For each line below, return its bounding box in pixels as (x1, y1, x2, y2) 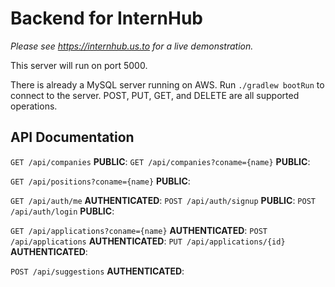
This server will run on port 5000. (10, 59, 148, 71)
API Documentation (10, 129, 135, 146)
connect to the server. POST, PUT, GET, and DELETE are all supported (10, 89, 300, 101)
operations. (10, 100, 58, 112)
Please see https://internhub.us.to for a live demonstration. (10, 40, 254, 52)
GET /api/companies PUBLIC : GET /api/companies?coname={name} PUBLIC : (10, 155, 311, 167)
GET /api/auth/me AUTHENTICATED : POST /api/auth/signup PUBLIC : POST (10, 194, 316, 206)
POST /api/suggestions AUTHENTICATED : (10, 265, 185, 277)
